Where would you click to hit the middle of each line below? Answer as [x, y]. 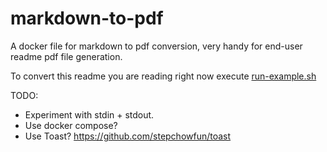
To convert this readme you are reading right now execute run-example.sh [163, 76]
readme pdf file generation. [66, 56]
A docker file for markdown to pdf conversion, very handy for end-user [156, 46]
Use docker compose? [71, 125]
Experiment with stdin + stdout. [89, 114]
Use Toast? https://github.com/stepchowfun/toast [128, 136]
